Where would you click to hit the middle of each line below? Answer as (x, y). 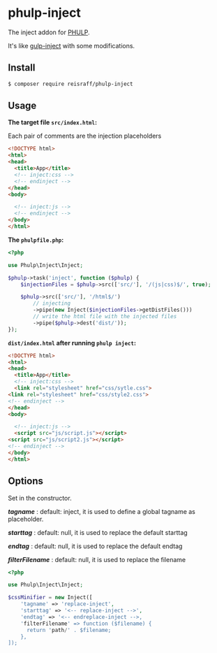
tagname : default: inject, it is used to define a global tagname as (102, 511)
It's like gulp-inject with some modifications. (72, 45)
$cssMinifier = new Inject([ (50, 598)
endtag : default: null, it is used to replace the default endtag (95, 546)
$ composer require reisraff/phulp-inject (70, 84)
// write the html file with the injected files (105, 317)
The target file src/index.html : (52, 122)
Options (26, 481)
